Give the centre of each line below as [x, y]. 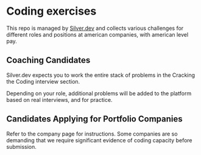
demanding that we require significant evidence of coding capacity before [100, 140]
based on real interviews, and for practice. [59, 99]
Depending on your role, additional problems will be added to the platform [99, 93]
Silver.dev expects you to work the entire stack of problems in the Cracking [101, 75]
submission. [21, 146]
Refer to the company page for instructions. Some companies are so [92, 134]
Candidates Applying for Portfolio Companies [94, 119]
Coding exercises [51, 11]
